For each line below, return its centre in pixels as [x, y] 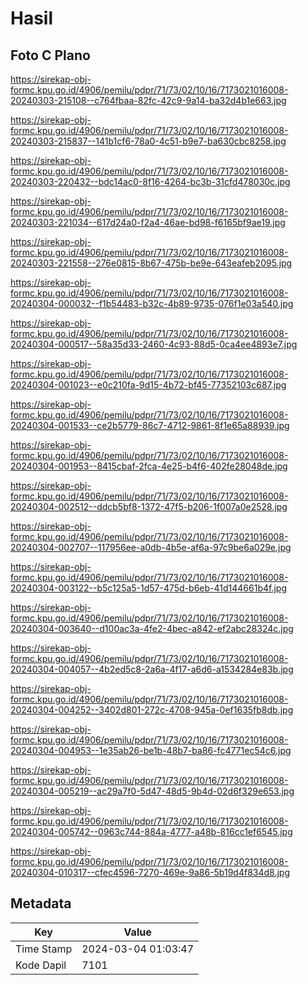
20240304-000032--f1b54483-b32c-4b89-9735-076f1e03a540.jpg [152, 303]
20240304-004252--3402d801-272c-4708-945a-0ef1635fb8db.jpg [152, 710]
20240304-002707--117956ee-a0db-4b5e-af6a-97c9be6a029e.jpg [151, 547]
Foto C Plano [50, 55]
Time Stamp [44, 949]
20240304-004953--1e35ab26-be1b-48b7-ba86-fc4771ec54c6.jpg [151, 750]
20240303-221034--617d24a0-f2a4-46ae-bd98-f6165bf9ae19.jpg [148, 222]
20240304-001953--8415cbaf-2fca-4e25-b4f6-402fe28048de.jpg [149, 466]
